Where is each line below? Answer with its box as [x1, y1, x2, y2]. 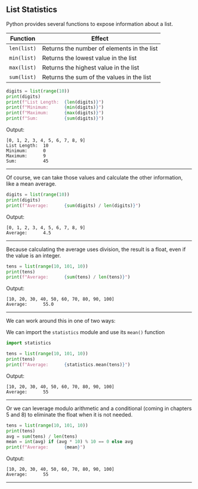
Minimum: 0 [6, 148, 46, 154]
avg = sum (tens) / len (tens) [6, 433, 78, 440]
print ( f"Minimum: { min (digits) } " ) [6, 104, 104, 111]
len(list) [9, 45, 37, 52]
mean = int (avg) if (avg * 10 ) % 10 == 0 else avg [6, 439, 133, 445]
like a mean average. [6, 180, 57, 187]
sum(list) [9, 74, 37, 80]
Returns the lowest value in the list [42, 54, 137, 62]
